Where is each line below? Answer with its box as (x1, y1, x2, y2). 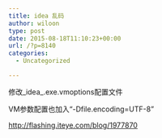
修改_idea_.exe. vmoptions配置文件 (8, 86, 123, 97)
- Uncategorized (15, 57, 70, 65)
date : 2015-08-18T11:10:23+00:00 (8, 34, 122, 43)
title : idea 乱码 (8, 11, 65, 20)
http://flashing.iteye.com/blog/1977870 (8, 120, 138, 130)
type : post (8, 27, 45, 35)
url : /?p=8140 (8, 42, 57, 50)
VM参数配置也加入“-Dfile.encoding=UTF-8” (8, 104, 155, 114)
